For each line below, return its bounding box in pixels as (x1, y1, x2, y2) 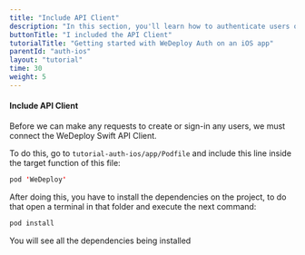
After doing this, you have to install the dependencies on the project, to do (9, 191, 287, 202)
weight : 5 (9, 73, 47, 82)
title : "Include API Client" (9, 13, 120, 23)
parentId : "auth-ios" (9, 47, 92, 56)
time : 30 (9, 64, 43, 74)
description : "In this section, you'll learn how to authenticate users (9, 22, 290, 31)
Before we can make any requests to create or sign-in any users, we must (9, 120, 286, 132)
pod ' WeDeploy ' (9, 174, 67, 184)
